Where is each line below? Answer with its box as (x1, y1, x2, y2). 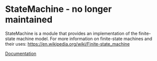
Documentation (5, 51, 37, 57)
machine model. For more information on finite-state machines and (16, 36, 153, 42)
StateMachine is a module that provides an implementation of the (5, 30, 138, 36)
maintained (5, 14, 53, 25)
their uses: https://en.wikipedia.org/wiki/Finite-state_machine (5, 41, 130, 47)
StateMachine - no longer (5, 3, 112, 15)
